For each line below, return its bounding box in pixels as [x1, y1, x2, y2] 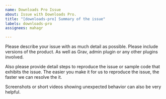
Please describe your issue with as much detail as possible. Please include [5, 44, 158, 49]
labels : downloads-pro [5, 21, 52, 26]
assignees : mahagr [5, 26, 43, 31]
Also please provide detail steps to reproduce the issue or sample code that [5, 64, 160, 70]
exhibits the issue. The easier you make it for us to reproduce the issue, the [5, 69, 160, 75]
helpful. [5, 89, 21, 95]
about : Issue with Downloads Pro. [5, 12, 77, 17]
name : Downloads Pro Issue [5, 7, 61, 12]
